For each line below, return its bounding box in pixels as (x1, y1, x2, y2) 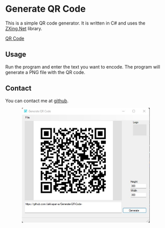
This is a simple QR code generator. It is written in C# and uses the (5, 20, 146, 26)
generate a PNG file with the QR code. (5, 69, 86, 75)
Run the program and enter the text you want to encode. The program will (5, 63, 160, 70)
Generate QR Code (5, 3, 86, 15)
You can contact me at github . (5, 98, 69, 104)
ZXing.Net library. (5, 25, 42, 31)
